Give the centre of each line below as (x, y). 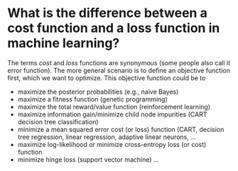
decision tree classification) (58, 121)
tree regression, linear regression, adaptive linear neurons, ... (107, 137)
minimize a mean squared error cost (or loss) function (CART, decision (121, 129)
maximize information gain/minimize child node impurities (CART (112, 114)
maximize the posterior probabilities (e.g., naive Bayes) (98, 92)
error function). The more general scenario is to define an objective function (119, 70)
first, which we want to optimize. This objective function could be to (107, 78)
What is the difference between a (107, 13)
